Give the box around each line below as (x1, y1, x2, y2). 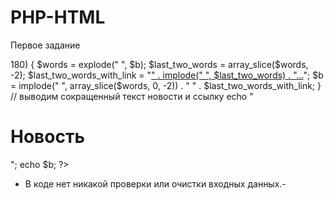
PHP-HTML (10, 6, 106, 29)
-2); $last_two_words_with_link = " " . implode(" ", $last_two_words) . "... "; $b (10, 69, 324, 81)
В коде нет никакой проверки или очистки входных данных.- (24, 177, 287, 190)
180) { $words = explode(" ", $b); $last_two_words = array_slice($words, (10, 58, 309, 70)
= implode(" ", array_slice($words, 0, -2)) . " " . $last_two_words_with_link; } (10, 79, 322, 91)
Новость (10, 126, 85, 148)
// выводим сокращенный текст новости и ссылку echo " (10, 90, 254, 102)
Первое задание (10, 39, 81, 51)
